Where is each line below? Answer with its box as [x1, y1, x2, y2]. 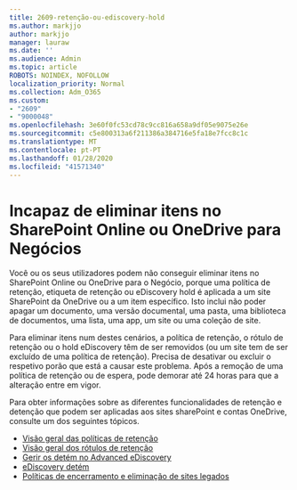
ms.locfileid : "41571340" [9, 162, 105, 171]
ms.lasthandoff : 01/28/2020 [9, 153, 114, 163]
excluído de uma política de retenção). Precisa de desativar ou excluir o [9, 351, 271, 362]
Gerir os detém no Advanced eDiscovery [21, 452, 172, 463]
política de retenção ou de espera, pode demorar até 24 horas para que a [9, 371, 279, 381]
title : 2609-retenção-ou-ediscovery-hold [9, 12, 165, 22]
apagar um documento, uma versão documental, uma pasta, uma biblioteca [9, 306, 286, 316]
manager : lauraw [9, 37, 69, 47]
